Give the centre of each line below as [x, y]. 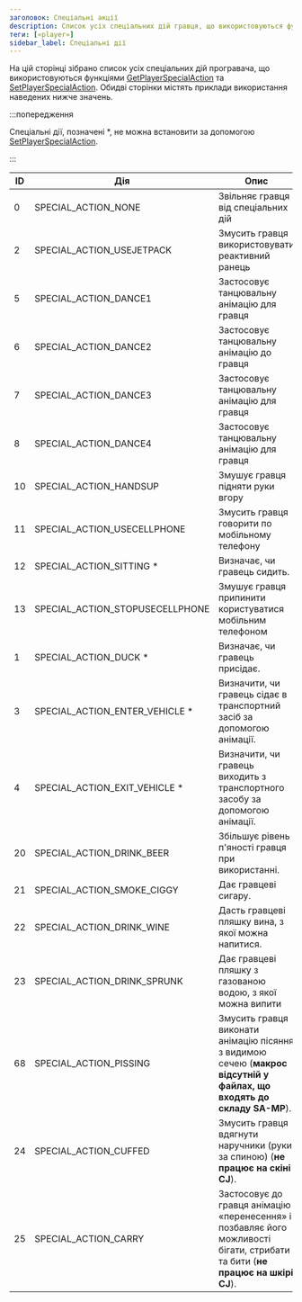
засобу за [240, 799]
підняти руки [247, 487]
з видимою [243, 1052]
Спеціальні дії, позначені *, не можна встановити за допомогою [132, 132]
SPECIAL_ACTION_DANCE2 [93, 347]
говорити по [245, 524]
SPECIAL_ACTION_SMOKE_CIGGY [107, 890]
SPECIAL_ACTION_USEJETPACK [103, 250]
